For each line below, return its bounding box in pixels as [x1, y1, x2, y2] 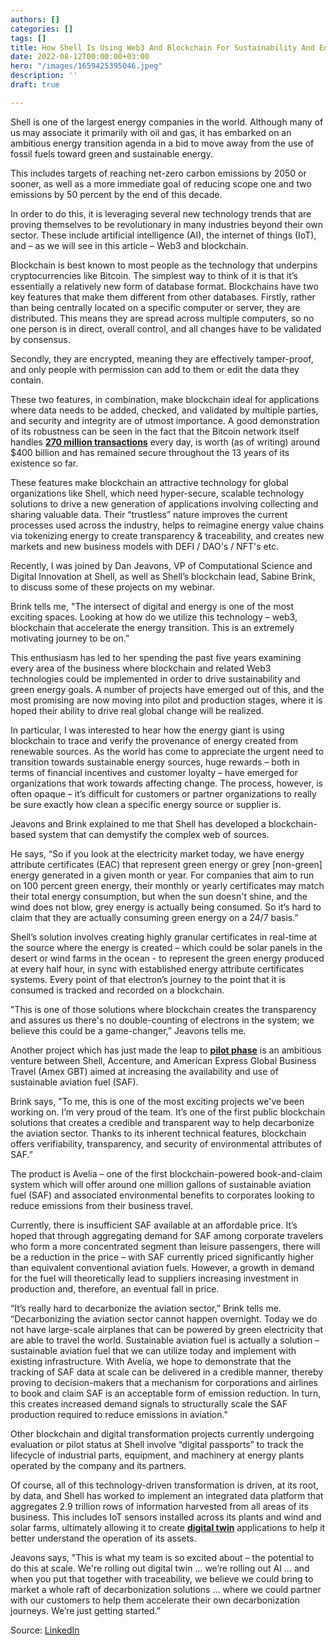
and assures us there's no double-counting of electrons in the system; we [10, 1014, 315, 1026]
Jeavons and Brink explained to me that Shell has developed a [10, 817, 267, 830]
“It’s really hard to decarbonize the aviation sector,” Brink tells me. [10, 1302, 282, 1314]
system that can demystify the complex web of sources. [38, 828, 270, 840]
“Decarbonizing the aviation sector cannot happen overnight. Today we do [10, 1312, 318, 1325]
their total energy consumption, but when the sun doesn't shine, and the [10, 890, 308, 902]
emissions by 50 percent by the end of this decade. [10, 188, 223, 200]
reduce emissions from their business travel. [10, 1199, 194, 1211]
